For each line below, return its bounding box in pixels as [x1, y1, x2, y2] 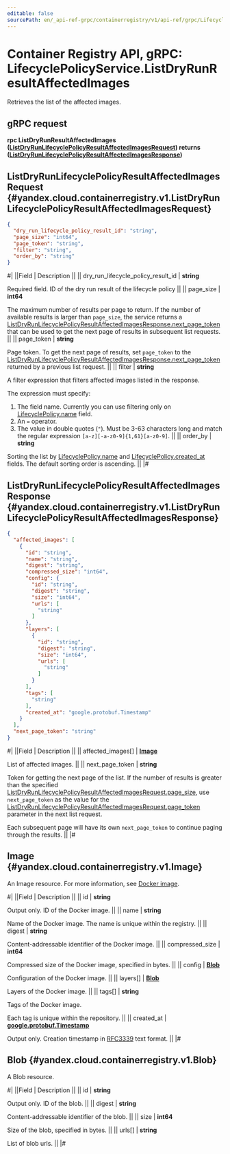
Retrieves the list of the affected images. [7, 98, 121, 106]
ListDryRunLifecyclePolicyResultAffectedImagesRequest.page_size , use [7, 788, 210, 796]
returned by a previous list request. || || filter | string [7, 363, 155, 371]
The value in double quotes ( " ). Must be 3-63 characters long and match [16, 425, 222, 433]
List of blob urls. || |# [7, 1139, 66, 1147]
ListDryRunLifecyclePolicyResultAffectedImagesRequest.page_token [7, 802, 201, 811]
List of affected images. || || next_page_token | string [7, 760, 157, 768]
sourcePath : [7, 16, 41, 23]
